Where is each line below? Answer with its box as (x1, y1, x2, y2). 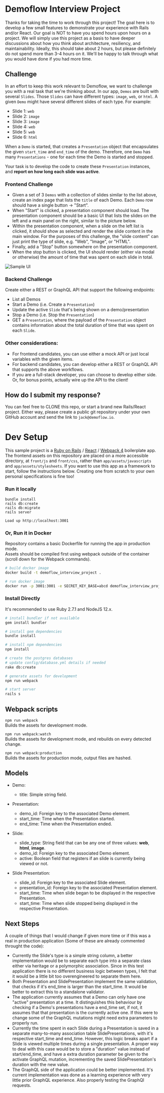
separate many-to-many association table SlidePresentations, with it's (12, 1030, 153, 1036)
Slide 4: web (12, 124, 36, 129)
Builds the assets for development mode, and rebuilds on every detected (5, 736, 151, 742)
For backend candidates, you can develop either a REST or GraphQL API (12, 361, 158, 367)
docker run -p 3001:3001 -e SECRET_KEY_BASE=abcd (5, 583, 108, 588)
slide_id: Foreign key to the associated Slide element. (19, 879, 126, 885)
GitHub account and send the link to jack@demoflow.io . (5, 414, 115, 420)
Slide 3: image (12, 118, 40, 124)
